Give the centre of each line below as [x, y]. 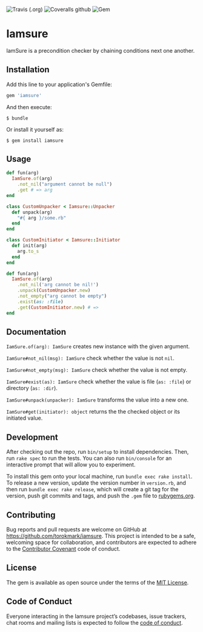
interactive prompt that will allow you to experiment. [71, 465]
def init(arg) [29, 246]
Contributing [31, 515]
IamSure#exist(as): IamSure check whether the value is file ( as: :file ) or [99, 382]
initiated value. [25, 418]
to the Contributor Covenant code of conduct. [63, 549]
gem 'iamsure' [24, 95]
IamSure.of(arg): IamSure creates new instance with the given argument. [98, 346]
